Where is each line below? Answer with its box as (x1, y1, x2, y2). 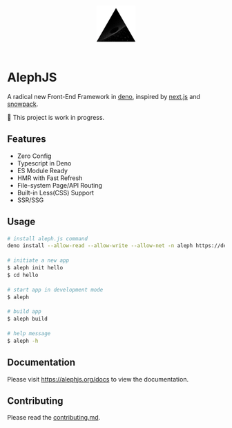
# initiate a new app (7, 257, 70, 264)
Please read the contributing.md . (7, 413, 101, 422)
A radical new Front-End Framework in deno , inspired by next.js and (7, 92, 200, 100)
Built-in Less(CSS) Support (17, 188, 95, 197)
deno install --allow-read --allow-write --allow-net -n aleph (7, 242, 193, 249)
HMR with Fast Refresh (17, 174, 83, 182)
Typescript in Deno (17, 159, 72, 167)
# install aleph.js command (7, 235, 88, 242)
